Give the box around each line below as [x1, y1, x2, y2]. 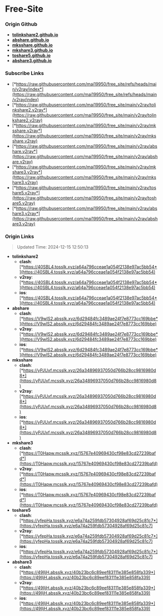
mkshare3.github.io [12, 47, 53, 53]
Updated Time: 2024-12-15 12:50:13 [16, 244, 89, 250]
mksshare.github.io [12, 42, 53, 48]
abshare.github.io [12, 37, 49, 43]
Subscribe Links [5, 70, 44, 77]
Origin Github [5, 21, 38, 28]
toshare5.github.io [12, 53, 51, 58]
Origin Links [5, 233, 34, 240]
